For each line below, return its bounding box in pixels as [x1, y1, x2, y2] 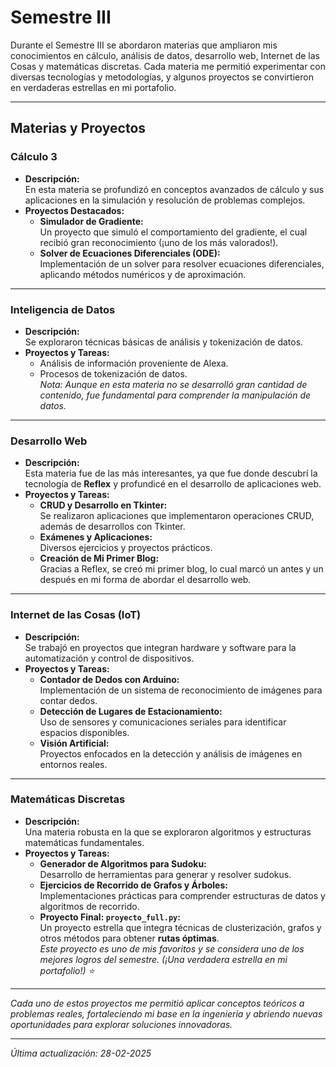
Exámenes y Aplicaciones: [39, 531, 153, 543]
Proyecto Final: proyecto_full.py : [39, 911, 181, 923]
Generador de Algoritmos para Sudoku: [39, 857, 207, 870]
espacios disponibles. [39, 726, 130, 738]
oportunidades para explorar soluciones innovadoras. [10, 1018, 233, 1030]
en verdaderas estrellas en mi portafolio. [10, 81, 177, 93]
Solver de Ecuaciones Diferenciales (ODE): [39, 247, 221, 259]
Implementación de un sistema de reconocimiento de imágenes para [39, 684, 323, 696]
